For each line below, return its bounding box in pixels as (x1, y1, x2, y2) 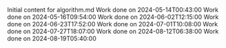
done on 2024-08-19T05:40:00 (7, 34, 96, 43)
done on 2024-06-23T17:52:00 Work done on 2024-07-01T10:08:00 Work (7, 20, 218, 28)
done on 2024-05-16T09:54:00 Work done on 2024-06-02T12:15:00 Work (7, 13, 219, 21)
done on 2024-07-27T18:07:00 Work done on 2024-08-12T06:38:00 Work (7, 27, 219, 35)
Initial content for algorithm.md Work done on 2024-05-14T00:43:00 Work (7, 6, 219, 14)
